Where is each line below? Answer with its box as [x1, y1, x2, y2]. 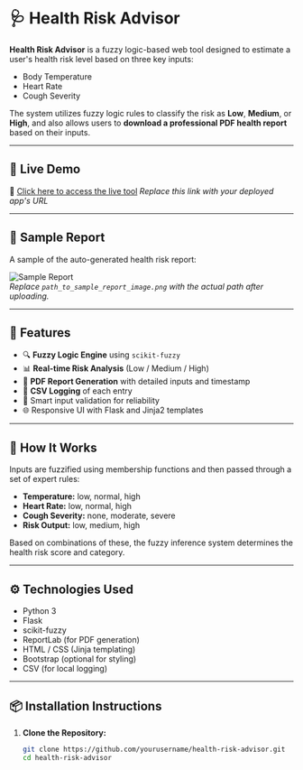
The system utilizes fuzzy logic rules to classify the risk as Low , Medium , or [9, 107, 292, 118]
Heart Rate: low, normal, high [22, 501, 133, 512]
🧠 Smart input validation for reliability [22, 395, 161, 406]
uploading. [9, 291, 50, 302]
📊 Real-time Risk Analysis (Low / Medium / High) [22, 363, 210, 374]
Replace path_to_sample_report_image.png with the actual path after [9, 281, 264, 292]
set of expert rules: [9, 474, 80, 485]
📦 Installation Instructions [9, 699, 162, 714]
